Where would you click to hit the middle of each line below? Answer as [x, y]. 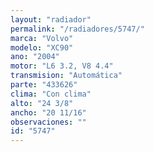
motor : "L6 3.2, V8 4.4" [62, 66]
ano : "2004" [35, 57]
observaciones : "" [48, 122]
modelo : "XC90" [42, 47]
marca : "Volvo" [42, 38]
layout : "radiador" [51, 19]
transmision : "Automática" [66, 76]
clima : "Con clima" [51, 94]
